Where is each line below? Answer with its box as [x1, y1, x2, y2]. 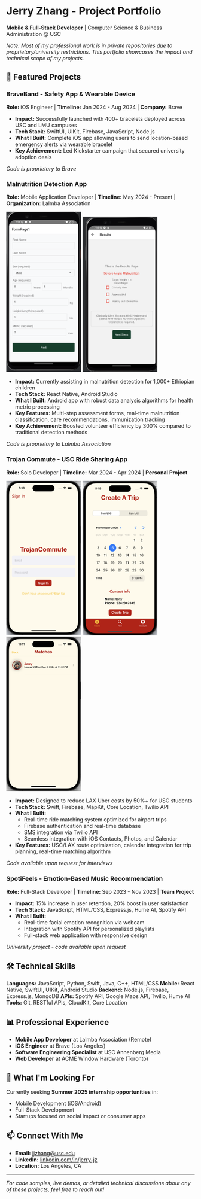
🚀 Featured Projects [6, 72, 81, 82]
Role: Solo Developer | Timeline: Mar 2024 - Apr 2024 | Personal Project [6, 468, 188, 476]
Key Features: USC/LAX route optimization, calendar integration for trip [14, 842, 191, 849]
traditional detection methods [14, 429, 88, 436]
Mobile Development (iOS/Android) [14, 1100, 102, 1107]
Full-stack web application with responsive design [23, 932, 148, 939]
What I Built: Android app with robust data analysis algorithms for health [14, 397, 194, 404]
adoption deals [14, 153, 52, 160]
